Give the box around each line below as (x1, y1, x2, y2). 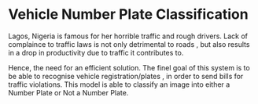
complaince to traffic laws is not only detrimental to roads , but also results (8, 39, 250, 48)
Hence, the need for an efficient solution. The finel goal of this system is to (8, 63, 250, 72)
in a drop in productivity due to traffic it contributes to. (8, 48, 184, 57)
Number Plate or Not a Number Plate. (8, 88, 129, 97)
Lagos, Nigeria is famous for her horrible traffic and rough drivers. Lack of (8, 31, 248, 41)
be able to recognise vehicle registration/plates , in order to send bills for (8, 71, 244, 81)
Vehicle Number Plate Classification (8, 5, 249, 23)
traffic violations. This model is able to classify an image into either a (8, 80, 230, 89)
